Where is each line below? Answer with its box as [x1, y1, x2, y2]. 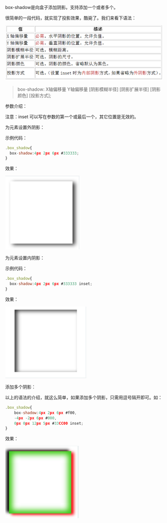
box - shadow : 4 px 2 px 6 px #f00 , [14, 410, 77, 415]
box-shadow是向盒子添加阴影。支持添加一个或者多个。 [5, 4, 119, 10]
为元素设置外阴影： [5, 124, 45, 130]
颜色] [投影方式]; [17, 92, 51, 98]
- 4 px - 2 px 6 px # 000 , [14, 415, 57, 420]
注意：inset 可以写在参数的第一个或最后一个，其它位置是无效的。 [5, 114, 139, 120]
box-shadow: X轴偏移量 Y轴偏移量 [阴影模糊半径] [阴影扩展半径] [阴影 [17, 86, 161, 92]
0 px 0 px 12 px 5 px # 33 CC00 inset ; [14, 421, 84, 426]
